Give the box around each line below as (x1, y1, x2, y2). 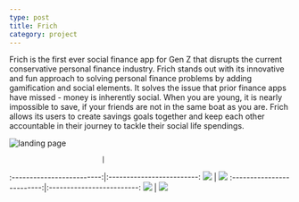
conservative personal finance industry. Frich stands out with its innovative (9, 63, 285, 74)
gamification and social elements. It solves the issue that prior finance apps (9, 82, 287, 94)
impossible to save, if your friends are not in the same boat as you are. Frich (9, 102, 288, 113)
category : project (9, 29, 78, 38)
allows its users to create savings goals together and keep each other (9, 111, 265, 122)
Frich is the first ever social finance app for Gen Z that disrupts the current (9, 55, 283, 65)
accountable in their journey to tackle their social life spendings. (9, 121, 245, 131)
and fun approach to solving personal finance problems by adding (9, 73, 253, 84)
